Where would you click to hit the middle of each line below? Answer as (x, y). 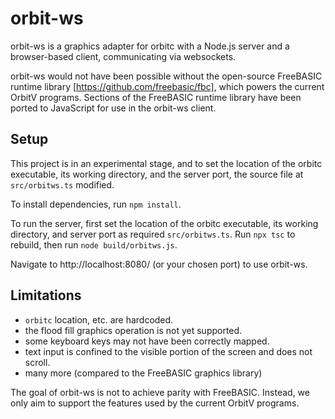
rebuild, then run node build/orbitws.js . (94, 244)
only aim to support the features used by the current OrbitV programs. (155, 403)
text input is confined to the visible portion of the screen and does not (168, 351)
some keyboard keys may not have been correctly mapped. (147, 341)
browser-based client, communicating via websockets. (123, 56)
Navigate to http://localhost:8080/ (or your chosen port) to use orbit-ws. (159, 264)
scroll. (37, 362)
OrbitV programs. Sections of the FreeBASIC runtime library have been (156, 97)
